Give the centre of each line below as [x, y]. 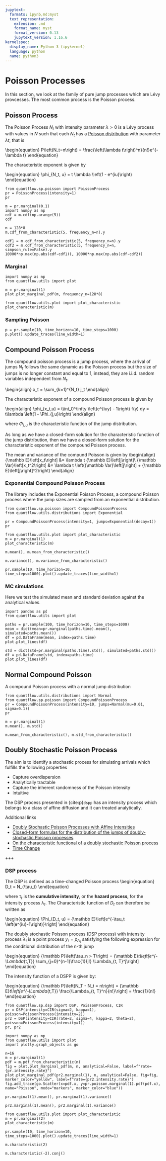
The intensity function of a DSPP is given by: [51, 976]
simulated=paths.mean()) [31, 633]
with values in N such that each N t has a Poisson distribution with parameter [83, 134]
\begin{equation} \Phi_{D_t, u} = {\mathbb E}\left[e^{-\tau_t [65, 919]
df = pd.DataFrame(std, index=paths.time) [50, 655]
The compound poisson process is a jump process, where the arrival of [78, 361]
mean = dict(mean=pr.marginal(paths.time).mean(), [58, 629]
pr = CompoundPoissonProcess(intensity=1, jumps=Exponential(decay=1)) [81, 522]
